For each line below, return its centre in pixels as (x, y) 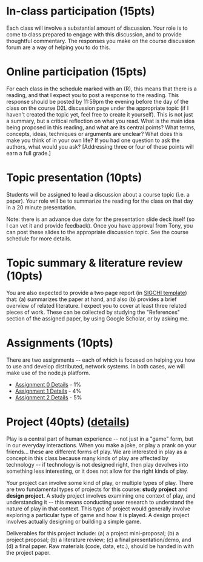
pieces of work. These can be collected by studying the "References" (93, 312)
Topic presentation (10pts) (74, 178)
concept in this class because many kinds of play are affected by (87, 458)
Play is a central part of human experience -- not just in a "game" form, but (100, 439)
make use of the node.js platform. (48, 373)
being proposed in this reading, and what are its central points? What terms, (101, 127)
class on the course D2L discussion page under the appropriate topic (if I (98, 108)
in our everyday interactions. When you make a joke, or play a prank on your (101, 445)
